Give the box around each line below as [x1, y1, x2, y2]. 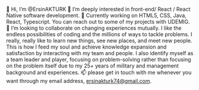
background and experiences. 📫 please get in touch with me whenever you [6, 69, 192, 76]
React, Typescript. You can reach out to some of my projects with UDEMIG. [6, 18, 190, 25]
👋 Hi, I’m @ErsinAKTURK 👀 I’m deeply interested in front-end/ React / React [6, 6, 191, 12]
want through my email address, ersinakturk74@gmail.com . [6, 78, 152, 84]
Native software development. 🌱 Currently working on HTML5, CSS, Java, [6, 12, 187, 19]
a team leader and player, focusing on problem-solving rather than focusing [6, 56, 191, 63]
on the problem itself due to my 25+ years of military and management [6, 62, 179, 69]
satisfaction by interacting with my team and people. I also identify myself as [6, 50, 194, 56]
